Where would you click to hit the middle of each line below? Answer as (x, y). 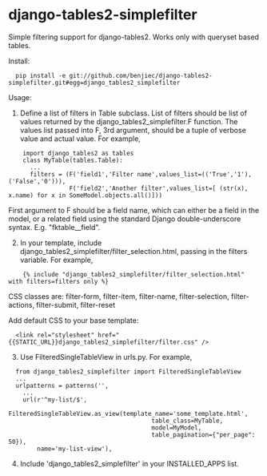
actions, (21, 305)
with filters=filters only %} (59, 281)
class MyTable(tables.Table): (73, 160)
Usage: (20, 97)
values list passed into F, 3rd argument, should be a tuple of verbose (133, 130)
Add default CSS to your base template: (74, 320)
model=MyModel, (177, 428)
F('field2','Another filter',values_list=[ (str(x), (159, 188)
